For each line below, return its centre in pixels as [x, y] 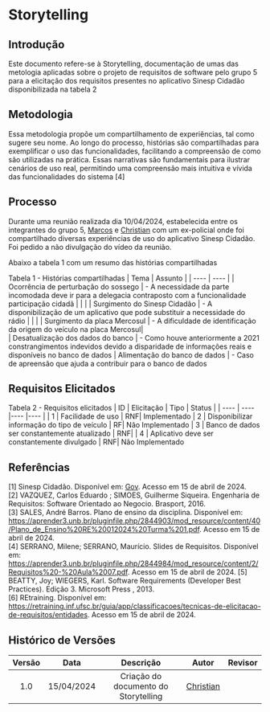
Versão [27, 663]
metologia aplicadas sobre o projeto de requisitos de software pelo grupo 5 [133, 72]
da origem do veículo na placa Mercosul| [76, 329]
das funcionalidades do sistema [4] [67, 176]
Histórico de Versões [62, 640]
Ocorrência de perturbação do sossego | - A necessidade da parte [119, 286]
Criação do [141, 677]
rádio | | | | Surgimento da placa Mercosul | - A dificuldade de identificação [132, 321]
